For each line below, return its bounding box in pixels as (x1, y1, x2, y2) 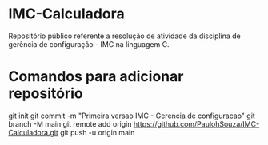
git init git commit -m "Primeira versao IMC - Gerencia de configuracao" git (8, 111, 256, 120)
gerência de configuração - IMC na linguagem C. (8, 39, 170, 49)
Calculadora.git (8, 127, 58, 137)
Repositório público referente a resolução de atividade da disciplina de (8, 31, 242, 41)
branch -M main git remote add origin (8, 119, 132, 128)
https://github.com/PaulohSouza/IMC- (133, 119, 260, 128)
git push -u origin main (59, 127, 135, 137)
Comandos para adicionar (8, 68, 184, 86)
